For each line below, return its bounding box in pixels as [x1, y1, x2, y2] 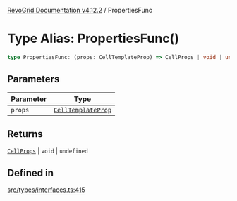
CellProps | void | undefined [7, 147, 88, 155]
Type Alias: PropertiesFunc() [7, 31, 180, 46]
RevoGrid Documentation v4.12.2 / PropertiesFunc [7, 6, 153, 14]
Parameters [7, 73, 60, 85]
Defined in [7, 167, 54, 179]
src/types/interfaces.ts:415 [7, 186, 86, 194]
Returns [7, 128, 44, 140]
